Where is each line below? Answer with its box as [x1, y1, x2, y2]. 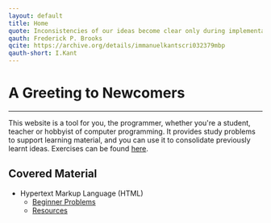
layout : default [8, 11, 63, 20]
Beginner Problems [31, 196, 96, 206]
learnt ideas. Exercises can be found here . [8, 143, 149, 153]
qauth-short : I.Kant [8, 49, 78, 57]
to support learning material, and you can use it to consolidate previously [8, 134, 252, 145]
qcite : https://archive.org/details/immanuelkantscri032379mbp [8, 42, 226, 50]
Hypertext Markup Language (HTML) [19, 188, 144, 198]
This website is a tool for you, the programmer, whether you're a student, [8, 118, 252, 127]
